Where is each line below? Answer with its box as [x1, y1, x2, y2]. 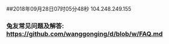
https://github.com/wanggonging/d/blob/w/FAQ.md [6, 30, 163, 38]
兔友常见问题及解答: [6, 22, 65, 30]
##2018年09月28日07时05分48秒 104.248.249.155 [6, 5, 132, 12]
